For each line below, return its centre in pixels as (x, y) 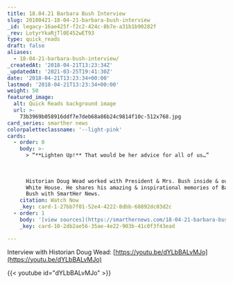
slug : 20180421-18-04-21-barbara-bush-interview (79, 20)
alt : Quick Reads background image (65, 104)
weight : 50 (23, 91)
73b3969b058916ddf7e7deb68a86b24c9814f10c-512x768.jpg (101, 116)
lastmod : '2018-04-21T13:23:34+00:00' (63, 85)
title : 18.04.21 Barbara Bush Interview (67, 14)
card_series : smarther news (48, 123)
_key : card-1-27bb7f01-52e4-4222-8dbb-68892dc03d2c (96, 207)
